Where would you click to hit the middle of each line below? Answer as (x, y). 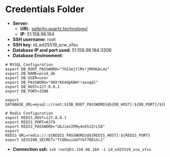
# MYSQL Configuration (29, 65)
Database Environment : (38, 55)
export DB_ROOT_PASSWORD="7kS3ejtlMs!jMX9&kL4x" (57, 69)
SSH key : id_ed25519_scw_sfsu (45, 44)
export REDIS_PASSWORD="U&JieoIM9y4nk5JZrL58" (55, 126)
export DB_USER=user (27, 78)
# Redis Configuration (29, 113)
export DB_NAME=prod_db (30, 73)
